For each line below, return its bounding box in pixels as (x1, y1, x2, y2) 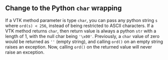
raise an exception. (5, 49, 45, 55)
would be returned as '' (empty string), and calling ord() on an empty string (5, 38, 163, 44)
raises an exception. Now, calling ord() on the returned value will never (5, 43, 152, 49)
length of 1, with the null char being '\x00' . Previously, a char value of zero (5, 33, 159, 39)
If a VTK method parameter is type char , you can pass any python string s (5, 17, 158, 23)
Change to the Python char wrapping (5, 4, 122, 12)
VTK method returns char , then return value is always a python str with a (5, 27, 156, 34)
